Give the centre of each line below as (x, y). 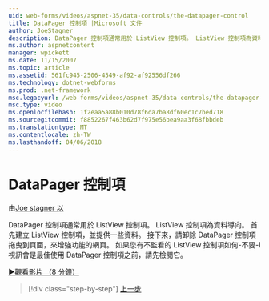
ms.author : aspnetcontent (51, 46)
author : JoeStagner (41, 30)
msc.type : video (35, 105)
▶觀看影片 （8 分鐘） (44, 272)
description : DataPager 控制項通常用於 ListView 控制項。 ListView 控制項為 (130, 38)
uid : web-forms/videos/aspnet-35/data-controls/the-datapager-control (128, 16)
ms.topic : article (39, 68)
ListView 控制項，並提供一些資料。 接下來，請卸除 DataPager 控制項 (143, 235)
